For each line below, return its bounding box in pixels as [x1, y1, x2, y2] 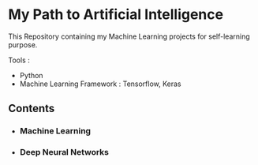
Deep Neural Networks [19, 147, 109, 158]
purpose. [8, 39, 38, 49]
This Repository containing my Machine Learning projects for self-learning [8, 32, 250, 41]
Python [19, 70, 43, 80]
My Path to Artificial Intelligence [8, 6, 223, 24]
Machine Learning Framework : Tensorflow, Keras [19, 79, 181, 88]
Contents [8, 102, 55, 115]
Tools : [8, 55, 30, 65]
